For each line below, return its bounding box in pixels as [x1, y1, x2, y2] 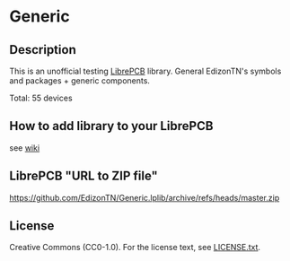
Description [9, 42, 76, 57]
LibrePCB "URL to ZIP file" [9, 169, 159, 184]
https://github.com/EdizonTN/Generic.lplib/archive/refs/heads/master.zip [9, 192, 280, 203]
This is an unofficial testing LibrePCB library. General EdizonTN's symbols [9, 65, 282, 76]
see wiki [9, 142, 40, 153]
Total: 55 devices [9, 92, 74, 103]
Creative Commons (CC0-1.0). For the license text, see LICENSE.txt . [9, 242, 261, 253]
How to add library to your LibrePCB [9, 118, 214, 134]
